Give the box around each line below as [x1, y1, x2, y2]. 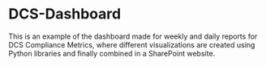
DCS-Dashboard [8, 5, 122, 23]
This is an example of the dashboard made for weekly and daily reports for [8, 31, 258, 41]
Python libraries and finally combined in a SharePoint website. [8, 48, 216, 58]
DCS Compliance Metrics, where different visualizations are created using [8, 39, 255, 49]
